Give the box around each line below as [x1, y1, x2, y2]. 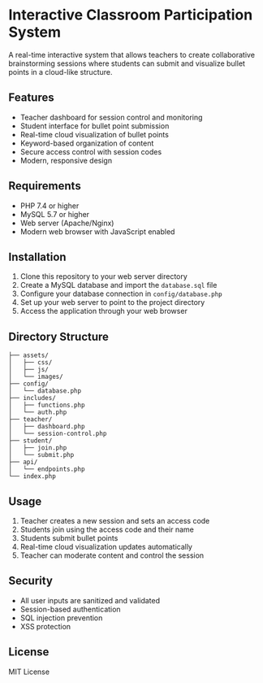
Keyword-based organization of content [19, 138, 154, 148]
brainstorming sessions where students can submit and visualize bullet [8, 59, 246, 68]
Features [8, 91, 54, 105]
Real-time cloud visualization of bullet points [19, 129, 169, 139]
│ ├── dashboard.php [8, 423, 85, 431]
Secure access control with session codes [19, 146, 162, 156]
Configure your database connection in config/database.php [19, 289, 223, 298]
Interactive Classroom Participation [8, 6, 253, 24]
